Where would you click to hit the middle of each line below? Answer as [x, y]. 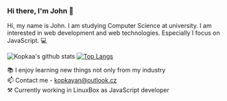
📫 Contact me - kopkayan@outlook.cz [62, 81]
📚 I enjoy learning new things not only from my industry [86, 70]
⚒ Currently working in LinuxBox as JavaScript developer [88, 90]
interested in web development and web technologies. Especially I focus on [114, 33]
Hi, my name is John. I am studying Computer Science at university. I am [109, 26]
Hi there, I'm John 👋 [40, 11]
